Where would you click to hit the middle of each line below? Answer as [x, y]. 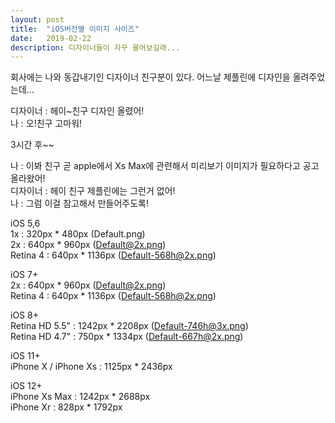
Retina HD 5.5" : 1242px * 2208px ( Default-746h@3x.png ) [129, 326]
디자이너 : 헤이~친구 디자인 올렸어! [77, 111]
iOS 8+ [24, 315]
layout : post [37, 19]
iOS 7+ [24, 275]
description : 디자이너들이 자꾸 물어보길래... [95, 47]
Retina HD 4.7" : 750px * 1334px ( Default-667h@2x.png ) [127, 337]
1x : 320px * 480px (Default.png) [78, 234]
